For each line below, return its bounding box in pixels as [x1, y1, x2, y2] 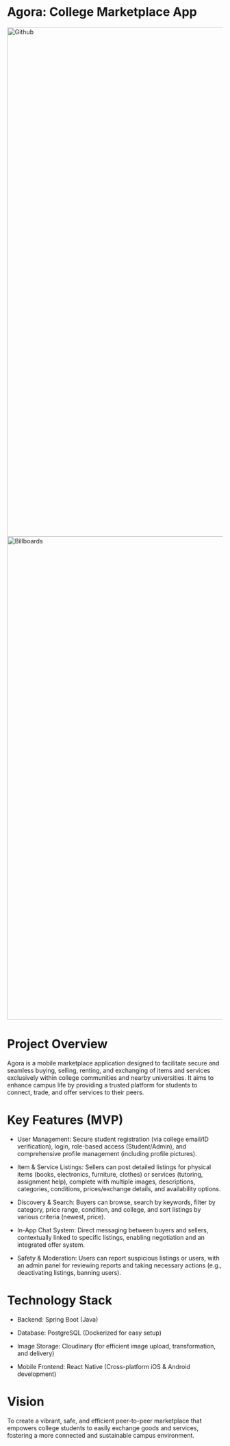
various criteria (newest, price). [16, 1212, 106, 1221]
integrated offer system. [16, 1241, 86, 1249]
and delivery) [16, 1349, 55, 1357]
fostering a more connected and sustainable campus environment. [7, 1431, 195, 1439]
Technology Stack [7, 1293, 113, 1308]
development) [16, 1370, 57, 1378]
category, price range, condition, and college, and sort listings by [16, 1205, 201, 1213]
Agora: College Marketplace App [7, 4, 197, 20]
